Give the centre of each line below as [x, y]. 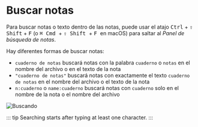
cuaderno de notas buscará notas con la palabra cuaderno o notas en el [102, 63]
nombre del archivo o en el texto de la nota [68, 69]
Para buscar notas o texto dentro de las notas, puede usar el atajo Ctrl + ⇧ [100, 27]
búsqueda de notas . [31, 39]
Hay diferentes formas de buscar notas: [55, 51]
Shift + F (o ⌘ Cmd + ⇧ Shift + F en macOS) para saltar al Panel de [95, 33]
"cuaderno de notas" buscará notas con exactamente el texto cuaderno [102, 75]
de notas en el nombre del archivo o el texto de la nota [82, 82]
